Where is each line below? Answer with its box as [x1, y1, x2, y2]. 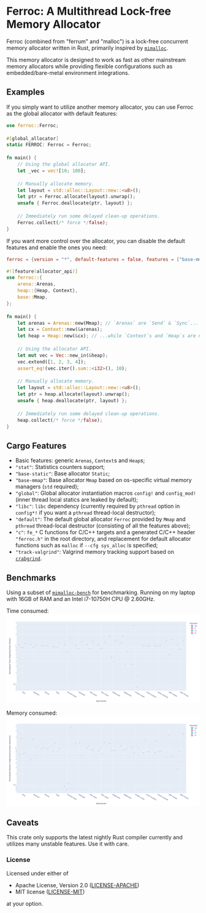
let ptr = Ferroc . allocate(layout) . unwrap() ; [17, 193, 136, 200]
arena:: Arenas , [17, 281, 56, 287]
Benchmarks [6, 572, 56, 583]
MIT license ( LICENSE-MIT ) [15, 888, 85, 895]
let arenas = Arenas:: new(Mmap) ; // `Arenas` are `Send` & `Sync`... [17, 320, 199, 326]
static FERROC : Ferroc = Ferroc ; [6, 142, 92, 148]
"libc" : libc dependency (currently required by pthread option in [15, 502, 180, 510]
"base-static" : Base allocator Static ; [15, 470, 110, 477]
